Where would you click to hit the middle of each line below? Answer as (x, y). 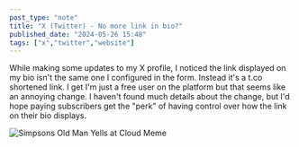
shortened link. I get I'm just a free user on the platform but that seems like (148, 87)
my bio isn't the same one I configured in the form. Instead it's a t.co (136, 78)
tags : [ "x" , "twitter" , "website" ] (72, 43)
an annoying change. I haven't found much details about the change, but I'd (149, 97)
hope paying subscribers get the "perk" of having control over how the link (148, 106)
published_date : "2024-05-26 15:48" (78, 34)
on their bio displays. (48, 116)
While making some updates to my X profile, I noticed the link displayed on (148, 68)
